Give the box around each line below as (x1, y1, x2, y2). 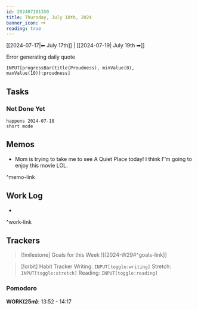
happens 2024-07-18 (6, 118, 55, 124)
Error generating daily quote (6, 53, 76, 60)
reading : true (6, 25, 42, 32)
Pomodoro (6, 284, 38, 293)
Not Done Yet (6, 104, 45, 113)
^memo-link (6, 173, 35, 180)
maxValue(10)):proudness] (6, 70, 70, 77)
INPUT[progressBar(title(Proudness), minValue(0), (6, 65, 135, 71)
